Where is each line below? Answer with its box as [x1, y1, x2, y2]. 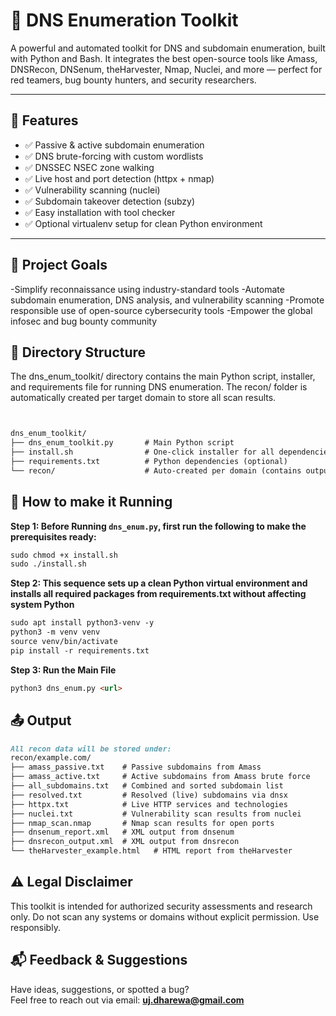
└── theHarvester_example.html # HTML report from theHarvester [10, 846, 293, 856]
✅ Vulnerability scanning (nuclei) [24, 184, 161, 196]
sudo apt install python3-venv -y [10, 618, 155, 628]
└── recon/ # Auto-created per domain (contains [10, 465, 302, 476]
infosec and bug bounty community [10, 315, 158, 327]
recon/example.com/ [10, 753, 92, 763]
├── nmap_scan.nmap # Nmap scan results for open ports [10, 818, 275, 828]
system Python [10, 599, 75, 611]
